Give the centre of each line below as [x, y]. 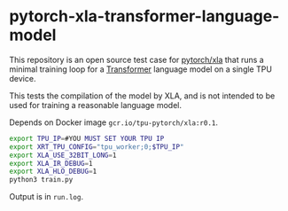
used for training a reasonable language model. [96, 105]
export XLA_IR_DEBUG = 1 [51, 163]
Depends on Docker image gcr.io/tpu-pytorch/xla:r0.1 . [114, 122]
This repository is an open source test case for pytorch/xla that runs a [136, 59]
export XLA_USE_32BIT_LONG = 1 [63, 155]
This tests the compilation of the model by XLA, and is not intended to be [142, 96]
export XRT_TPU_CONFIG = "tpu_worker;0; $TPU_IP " [97, 147]
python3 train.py [41, 180]
